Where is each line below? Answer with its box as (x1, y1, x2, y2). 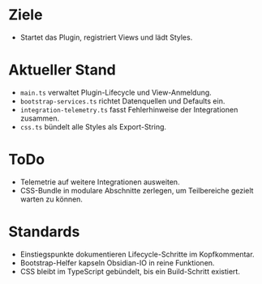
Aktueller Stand (8, 61, 116, 79)
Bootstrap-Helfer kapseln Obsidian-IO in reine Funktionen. (19, 257, 215, 268)
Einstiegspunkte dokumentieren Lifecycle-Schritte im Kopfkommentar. (19, 249, 255, 259)
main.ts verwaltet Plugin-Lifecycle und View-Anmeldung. (19, 87, 213, 97)
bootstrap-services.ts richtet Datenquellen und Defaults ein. (19, 95, 225, 106)
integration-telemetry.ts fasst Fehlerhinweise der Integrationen (19, 104, 238, 114)
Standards (8, 223, 80, 240)
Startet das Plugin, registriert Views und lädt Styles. (19, 32, 193, 42)
